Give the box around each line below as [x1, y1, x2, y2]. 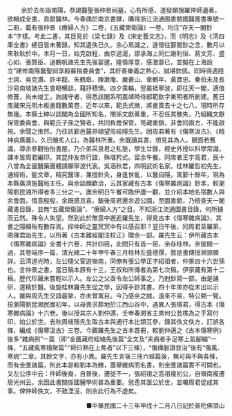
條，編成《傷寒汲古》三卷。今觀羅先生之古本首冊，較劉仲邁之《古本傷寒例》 [7, 326, 225, 334]
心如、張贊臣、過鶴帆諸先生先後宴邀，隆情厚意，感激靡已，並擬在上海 [7, 58, 207, 66]
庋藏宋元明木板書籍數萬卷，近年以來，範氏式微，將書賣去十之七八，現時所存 [7, 101, 225, 109]
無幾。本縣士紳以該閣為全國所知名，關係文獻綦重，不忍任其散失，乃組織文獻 [7, 110, 225, 118]
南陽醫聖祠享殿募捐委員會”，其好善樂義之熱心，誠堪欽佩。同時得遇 [28, 66, 219, 75]
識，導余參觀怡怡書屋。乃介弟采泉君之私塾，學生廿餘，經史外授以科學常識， [7, 145, 225, 152]
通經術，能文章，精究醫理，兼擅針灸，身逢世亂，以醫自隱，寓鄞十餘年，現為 [7, 170, 225, 179]
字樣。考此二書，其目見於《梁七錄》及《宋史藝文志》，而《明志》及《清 [16, 32, 219, 40]
